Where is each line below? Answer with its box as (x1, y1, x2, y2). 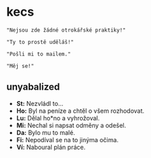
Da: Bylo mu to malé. (16, 128, 76, 137)
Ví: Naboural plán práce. (16, 143, 86, 151)
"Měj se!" (6, 62, 35, 69)
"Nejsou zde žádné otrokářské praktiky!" (6, 27, 126, 34)
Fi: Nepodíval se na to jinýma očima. (16, 135, 119, 144)
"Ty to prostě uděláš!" (6, 38, 74, 45)
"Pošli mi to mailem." (6, 51, 71, 57)
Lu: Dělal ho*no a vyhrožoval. (16, 114, 100, 122)
